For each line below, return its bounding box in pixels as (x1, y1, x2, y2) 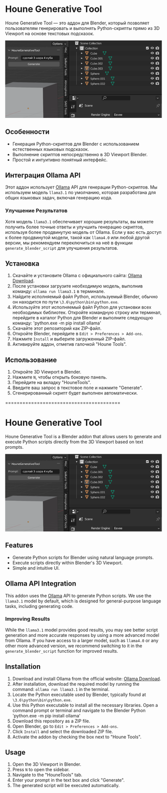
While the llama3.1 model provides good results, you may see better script (5, 627, 158, 633)
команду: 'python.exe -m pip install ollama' (12, 320, 101, 326)
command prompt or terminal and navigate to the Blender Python (12, 707, 146, 713)
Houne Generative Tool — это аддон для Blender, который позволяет (5, 20, 150, 26)
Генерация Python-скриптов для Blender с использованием (12, 141, 139, 147)
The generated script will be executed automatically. (12, 783, 120, 789)
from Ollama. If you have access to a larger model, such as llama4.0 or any (5, 637, 159, 643)
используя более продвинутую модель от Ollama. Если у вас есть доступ (5, 229, 162, 235)
